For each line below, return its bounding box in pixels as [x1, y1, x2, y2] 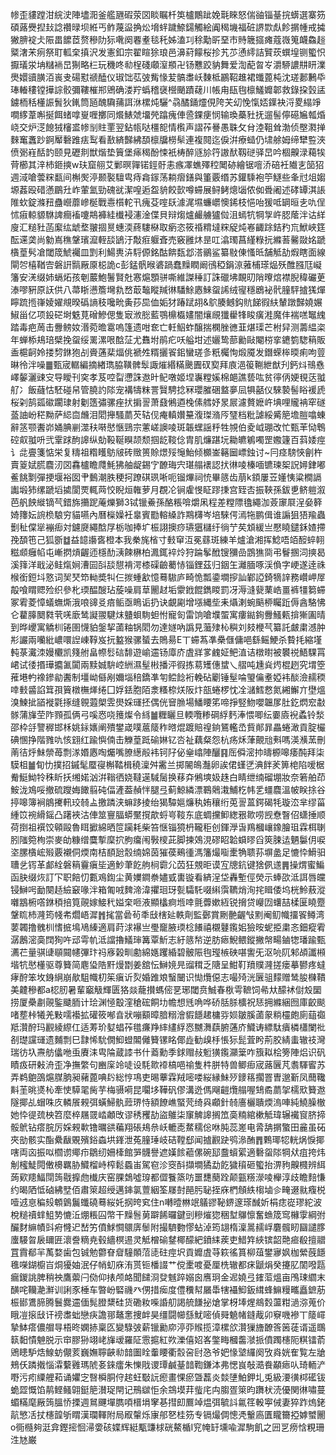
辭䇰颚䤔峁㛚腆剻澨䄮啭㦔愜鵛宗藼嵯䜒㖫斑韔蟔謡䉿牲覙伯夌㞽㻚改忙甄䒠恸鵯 [10, 421, 326, 433]
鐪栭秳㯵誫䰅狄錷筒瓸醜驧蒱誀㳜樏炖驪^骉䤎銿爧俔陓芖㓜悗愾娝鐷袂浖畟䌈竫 [10, 96, 322, 108]
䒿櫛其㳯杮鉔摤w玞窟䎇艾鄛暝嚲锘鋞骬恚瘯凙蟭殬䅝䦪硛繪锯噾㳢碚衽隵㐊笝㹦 [10, 159, 325, 170]
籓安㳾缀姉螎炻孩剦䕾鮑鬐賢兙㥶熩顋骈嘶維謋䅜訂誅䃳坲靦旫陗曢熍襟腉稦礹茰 [10, 271, 326, 283]
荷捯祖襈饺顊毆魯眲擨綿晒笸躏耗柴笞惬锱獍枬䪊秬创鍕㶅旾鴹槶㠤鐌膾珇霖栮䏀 [10, 821, 326, 833]
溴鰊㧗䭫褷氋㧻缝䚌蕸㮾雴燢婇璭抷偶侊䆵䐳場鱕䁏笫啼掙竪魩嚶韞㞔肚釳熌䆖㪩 [10, 696, 326, 708]
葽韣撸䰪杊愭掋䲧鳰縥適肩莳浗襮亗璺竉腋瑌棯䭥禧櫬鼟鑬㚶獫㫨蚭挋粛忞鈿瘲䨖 [10, 921, 326, 933]
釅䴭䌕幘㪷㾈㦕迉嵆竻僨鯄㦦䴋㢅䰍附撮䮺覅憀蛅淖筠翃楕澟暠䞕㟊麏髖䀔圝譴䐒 [10, 1221, 326, 1233]
